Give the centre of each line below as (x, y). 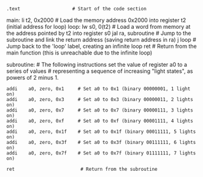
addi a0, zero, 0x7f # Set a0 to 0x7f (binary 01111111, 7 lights (101, 153)
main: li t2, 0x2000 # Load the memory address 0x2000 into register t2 (96, 20)
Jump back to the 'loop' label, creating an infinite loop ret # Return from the (102, 46)
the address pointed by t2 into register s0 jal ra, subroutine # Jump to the (99, 33)
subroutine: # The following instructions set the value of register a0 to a (97, 65)
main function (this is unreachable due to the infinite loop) (79, 53)
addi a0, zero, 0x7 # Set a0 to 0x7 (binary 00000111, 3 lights (100, 110)
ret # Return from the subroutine (82, 169)
